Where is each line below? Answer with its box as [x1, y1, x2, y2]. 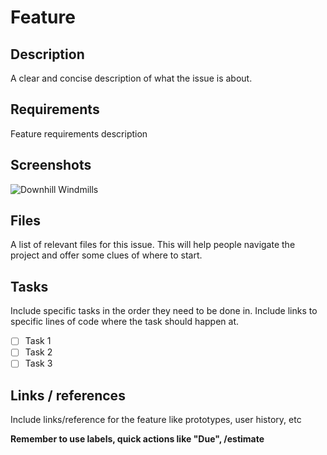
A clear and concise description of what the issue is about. [10, 72, 253, 84]
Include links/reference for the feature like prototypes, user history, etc [10, 414, 302, 426]
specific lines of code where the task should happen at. [10, 316, 240, 328]
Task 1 [24, 335, 52, 347]
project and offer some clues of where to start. [10, 249, 203, 261]
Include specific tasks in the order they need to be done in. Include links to [10, 305, 318, 317]
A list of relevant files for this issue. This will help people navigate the [10, 239, 296, 251]
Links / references [10, 387, 126, 404]
